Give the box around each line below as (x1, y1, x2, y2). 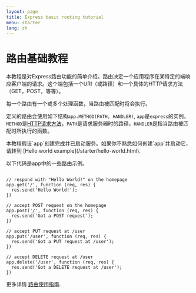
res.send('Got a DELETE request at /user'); (11, 265, 122, 271)
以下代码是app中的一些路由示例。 (6, 160, 88, 167)
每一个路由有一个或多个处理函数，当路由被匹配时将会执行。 (6, 100, 151, 107)
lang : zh (6, 25, 28, 31)
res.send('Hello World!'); (11, 187, 78, 193)
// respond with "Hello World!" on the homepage (6, 177, 128, 183)
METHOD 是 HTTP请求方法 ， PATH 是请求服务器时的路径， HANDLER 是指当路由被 (6, 120, 184, 127)
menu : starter (6, 19, 41, 25)
